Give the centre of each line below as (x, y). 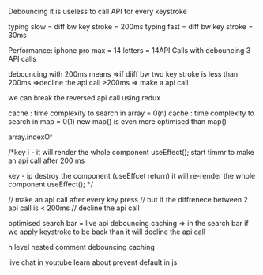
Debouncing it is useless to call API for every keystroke (98, 11)
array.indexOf (30, 137)
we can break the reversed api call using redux (84, 98)
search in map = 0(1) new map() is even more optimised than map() (118, 121)
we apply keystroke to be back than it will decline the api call (107, 232)
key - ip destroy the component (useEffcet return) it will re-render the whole (132, 176)
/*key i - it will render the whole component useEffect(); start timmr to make (131, 152)
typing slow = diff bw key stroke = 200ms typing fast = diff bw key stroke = (131, 26)
